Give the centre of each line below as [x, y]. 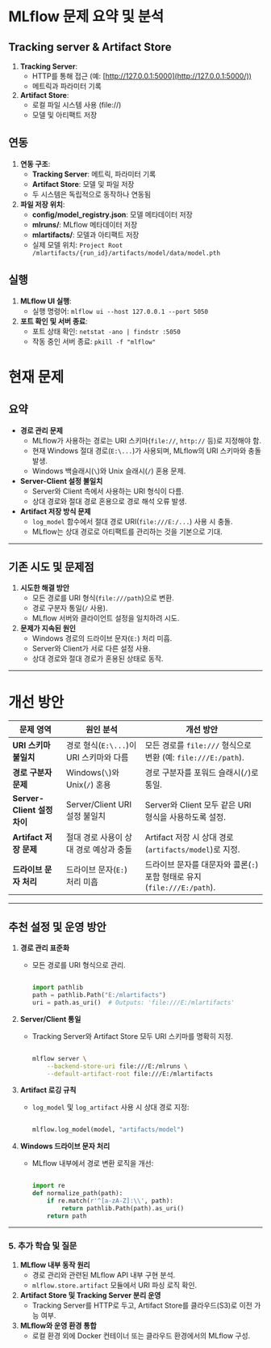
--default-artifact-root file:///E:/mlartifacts [130, 1074]
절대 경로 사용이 [94, 837]
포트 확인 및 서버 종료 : [54, 321]
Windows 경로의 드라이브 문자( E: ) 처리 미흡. [102, 638]
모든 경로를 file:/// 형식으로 [198, 745]
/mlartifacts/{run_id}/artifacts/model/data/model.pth [126, 253]
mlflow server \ [59, 1058]
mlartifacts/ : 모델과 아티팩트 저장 [85, 235]
